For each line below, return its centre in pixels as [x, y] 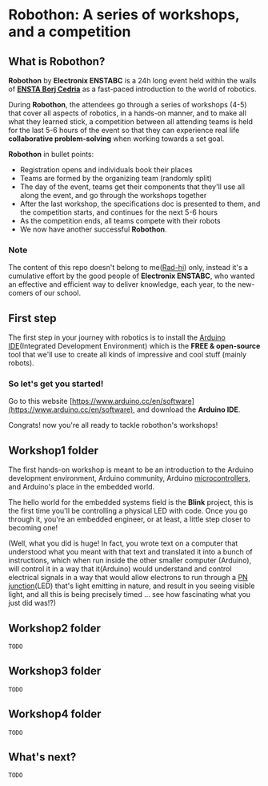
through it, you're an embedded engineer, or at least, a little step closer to [129, 519]
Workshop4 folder [55, 714]
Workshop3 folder [55, 671]
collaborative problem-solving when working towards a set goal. [116, 139]
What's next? [42, 758]
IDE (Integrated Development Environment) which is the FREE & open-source [134, 346]
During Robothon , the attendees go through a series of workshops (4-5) [128, 105]
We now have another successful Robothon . [93, 229]
